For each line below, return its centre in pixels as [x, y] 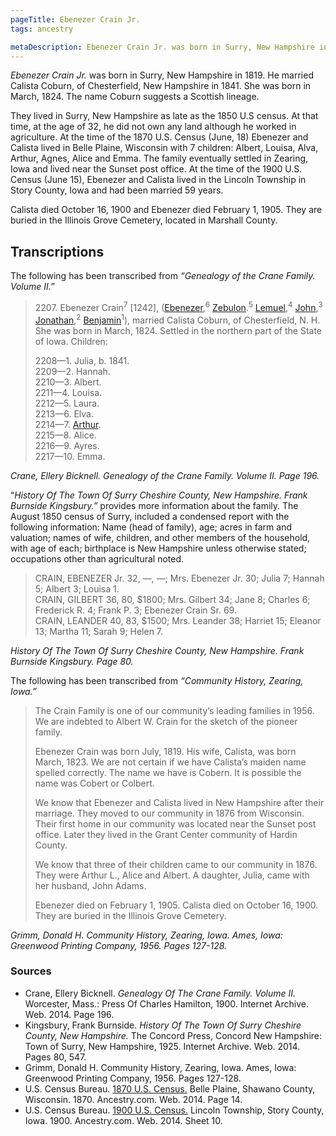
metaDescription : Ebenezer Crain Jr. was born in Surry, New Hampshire [162, 47]
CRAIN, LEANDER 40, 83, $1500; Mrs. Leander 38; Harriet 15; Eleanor [178, 620]
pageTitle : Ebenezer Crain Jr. [75, 19]
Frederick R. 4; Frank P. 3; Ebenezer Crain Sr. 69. [135, 610]
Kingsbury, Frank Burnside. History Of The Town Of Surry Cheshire [163, 1025]
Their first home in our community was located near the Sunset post [175, 823]
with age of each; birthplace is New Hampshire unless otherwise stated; [158, 548]
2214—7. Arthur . [68, 424]
